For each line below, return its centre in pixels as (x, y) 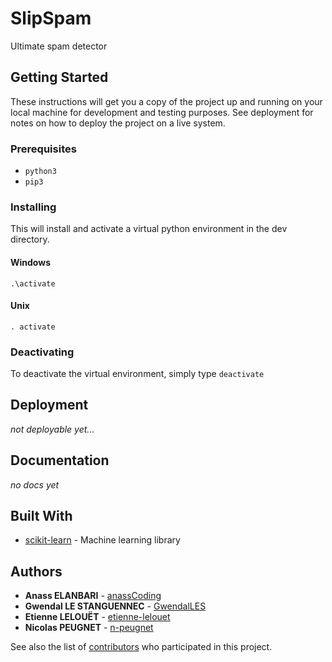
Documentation (60, 460)
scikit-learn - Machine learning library (102, 540)
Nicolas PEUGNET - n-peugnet (89, 628)
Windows (30, 262)
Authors (36, 571)
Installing (33, 207)
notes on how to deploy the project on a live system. (118, 123)
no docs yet (35, 484)
